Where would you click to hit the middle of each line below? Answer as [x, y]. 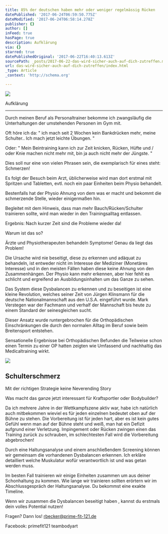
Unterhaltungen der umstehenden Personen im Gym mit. [63, 123]
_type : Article [21, 71]
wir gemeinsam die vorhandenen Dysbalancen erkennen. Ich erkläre [75, 455]
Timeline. [15, 491]
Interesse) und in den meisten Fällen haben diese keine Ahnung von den [79, 268]
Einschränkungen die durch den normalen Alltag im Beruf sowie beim [76, 325]
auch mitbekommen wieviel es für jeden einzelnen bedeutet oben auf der [80, 413]
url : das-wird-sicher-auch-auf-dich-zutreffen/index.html [67, 66]
